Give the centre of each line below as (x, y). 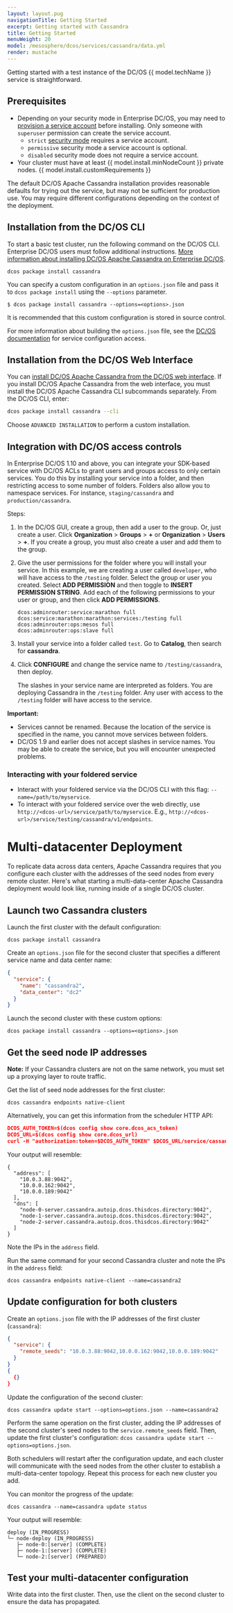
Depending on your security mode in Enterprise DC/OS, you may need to (121, 118)
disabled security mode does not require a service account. (113, 155)
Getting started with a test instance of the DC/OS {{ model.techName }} (109, 72)
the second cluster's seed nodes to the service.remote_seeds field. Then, (112, 1430)
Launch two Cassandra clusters (77, 910)
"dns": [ (26, 1203)
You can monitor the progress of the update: (70, 1494)
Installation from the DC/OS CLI (76, 228)
